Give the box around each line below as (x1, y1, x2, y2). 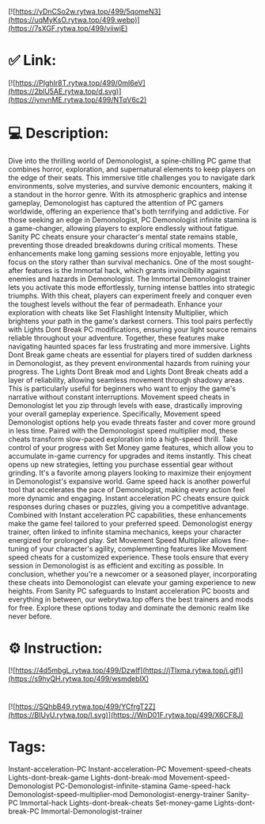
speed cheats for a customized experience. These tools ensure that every (8, 552, 249, 562)
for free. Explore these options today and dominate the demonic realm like (8, 603, 250, 612)
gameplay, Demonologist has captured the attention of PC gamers (8, 198, 224, 207)
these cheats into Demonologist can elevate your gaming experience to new (8, 577, 256, 587)
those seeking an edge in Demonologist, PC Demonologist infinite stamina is (8, 214, 257, 225)
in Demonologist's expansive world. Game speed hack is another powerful (8, 476, 251, 486)
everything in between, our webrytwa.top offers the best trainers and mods (8, 595, 254, 604)
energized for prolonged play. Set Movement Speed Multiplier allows (8, 535, 232, 545)
